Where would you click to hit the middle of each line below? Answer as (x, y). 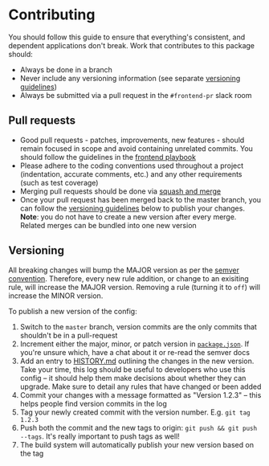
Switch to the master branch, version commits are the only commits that (138, 326)
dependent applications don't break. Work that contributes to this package (132, 45)
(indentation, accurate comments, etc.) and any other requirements (131, 174)
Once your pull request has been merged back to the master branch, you (141, 199)
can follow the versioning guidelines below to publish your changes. (132, 208)
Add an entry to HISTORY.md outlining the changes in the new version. (137, 361)
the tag (32, 453)
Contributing (52, 15)
